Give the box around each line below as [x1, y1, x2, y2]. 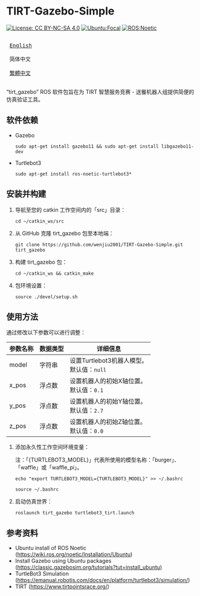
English [9, 42, 32, 49]
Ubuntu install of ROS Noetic [15, 545, 86, 552]
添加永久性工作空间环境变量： [15, 444, 89, 451]
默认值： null [69, 365, 107, 374]
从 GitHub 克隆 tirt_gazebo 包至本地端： [15, 229, 114, 237]
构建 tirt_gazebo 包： [15, 258, 68, 266]
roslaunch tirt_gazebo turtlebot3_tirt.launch [15, 510, 135, 516]
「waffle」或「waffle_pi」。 [15, 464, 83, 471]
